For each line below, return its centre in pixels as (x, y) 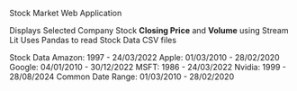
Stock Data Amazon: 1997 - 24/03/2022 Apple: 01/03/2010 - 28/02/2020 (145, 57)
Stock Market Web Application (66, 13)
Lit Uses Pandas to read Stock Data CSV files (93, 40)
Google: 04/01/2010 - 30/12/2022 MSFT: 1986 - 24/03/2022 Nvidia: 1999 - (148, 67)
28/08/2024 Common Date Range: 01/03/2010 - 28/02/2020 (122, 77)
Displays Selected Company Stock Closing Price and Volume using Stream (149, 30)
